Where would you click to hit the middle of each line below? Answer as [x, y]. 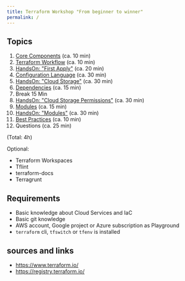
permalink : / [23, 17]
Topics [20, 42]
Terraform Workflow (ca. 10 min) [55, 62]
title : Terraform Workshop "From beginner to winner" [75, 12]
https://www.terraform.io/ [47, 265]
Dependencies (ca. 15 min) [48, 88]
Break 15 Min [31, 94]
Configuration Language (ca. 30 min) [61, 75]
